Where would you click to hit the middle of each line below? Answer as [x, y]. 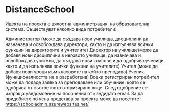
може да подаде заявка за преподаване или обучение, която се [75, 82]
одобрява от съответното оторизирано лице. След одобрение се [77, 87]
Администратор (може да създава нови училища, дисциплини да [77, 39]
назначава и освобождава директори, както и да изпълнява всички [79, 44]
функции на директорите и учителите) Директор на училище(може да [82, 50]
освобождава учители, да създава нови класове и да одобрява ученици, [85, 60]
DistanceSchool [40, 9]
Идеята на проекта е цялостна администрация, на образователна [77, 24]
